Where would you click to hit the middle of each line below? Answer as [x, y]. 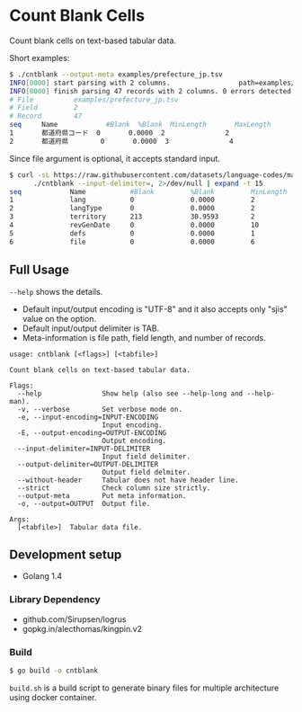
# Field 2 [44, 108]
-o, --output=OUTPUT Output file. [84, 503]
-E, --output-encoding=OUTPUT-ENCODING [92, 432]
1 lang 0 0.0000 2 [132, 200]
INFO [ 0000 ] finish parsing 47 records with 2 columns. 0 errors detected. [152, 91]
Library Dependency [55, 600]
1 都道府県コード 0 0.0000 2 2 [120, 133]
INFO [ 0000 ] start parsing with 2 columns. [90, 83]
